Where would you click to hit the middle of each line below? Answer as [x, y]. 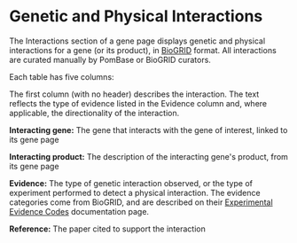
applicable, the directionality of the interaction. [94, 113]
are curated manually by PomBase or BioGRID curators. [110, 59]
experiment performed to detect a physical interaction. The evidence [135, 192]
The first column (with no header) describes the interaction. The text [134, 94]
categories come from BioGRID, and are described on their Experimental [141, 202]
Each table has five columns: [62, 76]
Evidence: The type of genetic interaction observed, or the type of [131, 183]
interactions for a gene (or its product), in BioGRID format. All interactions [143, 50]
